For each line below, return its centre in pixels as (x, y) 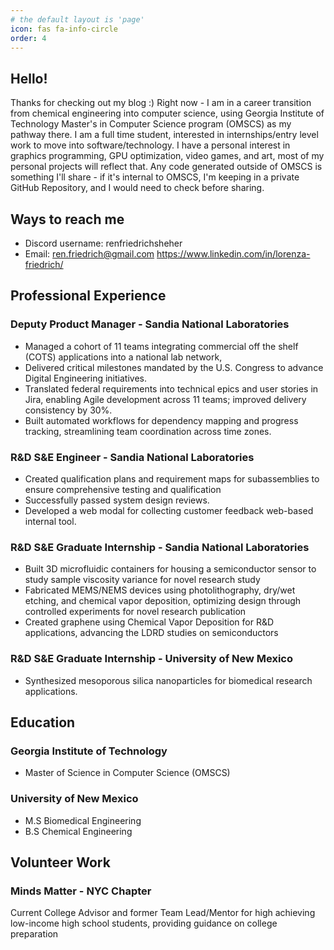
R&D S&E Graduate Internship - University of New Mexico (152, 659)
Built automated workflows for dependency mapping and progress (161, 420)
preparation (34, 934)
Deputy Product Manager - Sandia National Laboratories (150, 324)
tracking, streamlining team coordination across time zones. (148, 431)
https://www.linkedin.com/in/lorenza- (233, 254)
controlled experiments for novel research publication (135, 612)
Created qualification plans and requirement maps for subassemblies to (172, 478)
